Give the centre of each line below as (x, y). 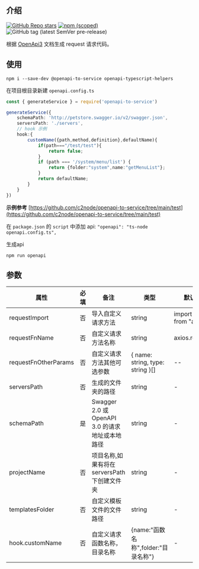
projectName (27, 473)
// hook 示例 (32, 129)
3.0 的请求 (106, 427)
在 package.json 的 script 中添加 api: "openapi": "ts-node (77, 226)
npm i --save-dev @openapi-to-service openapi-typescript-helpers (90, 78)
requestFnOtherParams (41, 363)
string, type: (148, 363)
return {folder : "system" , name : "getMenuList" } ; (107, 168)
